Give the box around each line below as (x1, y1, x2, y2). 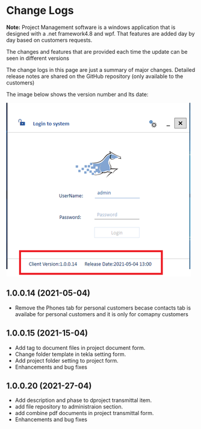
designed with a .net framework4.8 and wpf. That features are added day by (6, 30, 195, 37)
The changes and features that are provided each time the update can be (6, 48, 188, 55)
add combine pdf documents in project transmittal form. (14, 410, 154, 417)
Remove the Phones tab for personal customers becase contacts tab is (14, 304, 191, 311)
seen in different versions (6, 54, 69, 62)
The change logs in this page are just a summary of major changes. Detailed (6, 66, 196, 73)
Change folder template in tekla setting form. (14, 351, 126, 358)
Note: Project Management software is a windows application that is (6, 24, 176, 31)
